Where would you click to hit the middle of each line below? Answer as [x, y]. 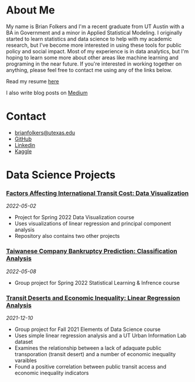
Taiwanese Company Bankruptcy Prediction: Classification [92, 251]
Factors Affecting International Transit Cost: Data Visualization [97, 193]
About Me [30, 10]
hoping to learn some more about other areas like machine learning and [92, 57]
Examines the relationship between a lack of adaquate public [88, 348]
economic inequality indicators [52, 373]
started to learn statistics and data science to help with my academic [89, 39]
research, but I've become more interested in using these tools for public [94, 45]
